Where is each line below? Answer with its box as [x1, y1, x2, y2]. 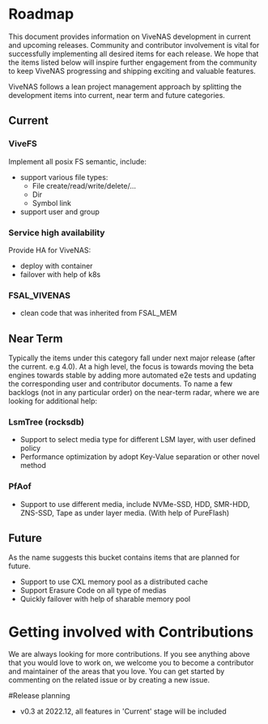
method [19, 461, 47, 471]
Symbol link [32, 198, 71, 207]
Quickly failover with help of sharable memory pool [19, 594, 191, 604]
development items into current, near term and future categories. [8, 90, 225, 100]
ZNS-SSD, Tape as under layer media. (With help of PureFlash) [19, 508, 230, 517]
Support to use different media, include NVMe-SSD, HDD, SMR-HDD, [19, 499, 250, 509]
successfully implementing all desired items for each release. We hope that [8, 49, 259, 58]
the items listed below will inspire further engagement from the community [8, 57, 257, 67]
